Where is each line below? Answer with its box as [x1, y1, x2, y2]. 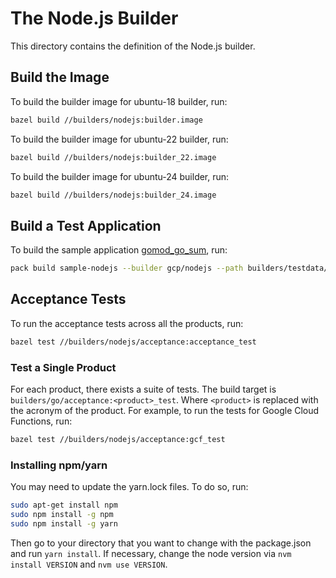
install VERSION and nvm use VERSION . [10, 558, 168, 570]
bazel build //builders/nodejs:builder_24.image [10, 190, 217, 200]
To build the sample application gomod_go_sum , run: [10, 244, 228, 256]
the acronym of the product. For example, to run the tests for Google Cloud [10, 405, 320, 417]
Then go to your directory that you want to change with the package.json [10, 537, 312, 549]
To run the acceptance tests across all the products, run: [10, 317, 244, 329]
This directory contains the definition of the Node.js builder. [10, 40, 256, 52]
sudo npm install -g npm [10, 510, 114, 520]
